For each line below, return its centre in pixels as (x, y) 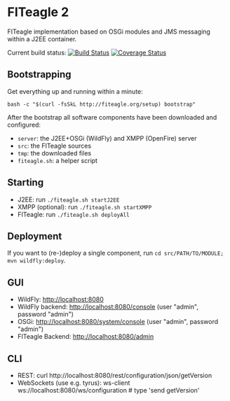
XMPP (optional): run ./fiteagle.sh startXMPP (84, 206)
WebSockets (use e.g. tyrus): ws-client (74, 383)
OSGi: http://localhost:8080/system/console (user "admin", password (118, 322)
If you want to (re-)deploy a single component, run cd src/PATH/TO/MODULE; (116, 253)
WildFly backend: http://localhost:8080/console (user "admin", (108, 307)
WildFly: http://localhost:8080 (60, 300)
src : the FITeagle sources (54, 146)
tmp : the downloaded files (54, 153)
